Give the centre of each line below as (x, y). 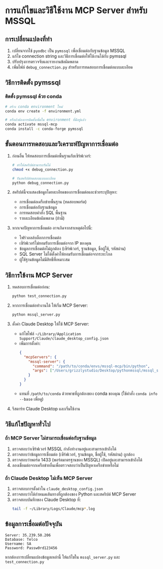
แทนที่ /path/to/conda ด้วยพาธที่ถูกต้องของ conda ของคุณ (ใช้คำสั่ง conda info (88, 393)
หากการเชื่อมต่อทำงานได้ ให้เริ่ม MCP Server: (50, 305)
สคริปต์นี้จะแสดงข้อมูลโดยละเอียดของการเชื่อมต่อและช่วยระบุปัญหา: (65, 192)
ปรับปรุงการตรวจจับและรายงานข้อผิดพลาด (45, 62)
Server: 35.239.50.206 (28, 535)
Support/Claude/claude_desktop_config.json (64, 338)
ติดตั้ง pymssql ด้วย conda (33, 96)
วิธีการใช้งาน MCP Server (39, 275)
